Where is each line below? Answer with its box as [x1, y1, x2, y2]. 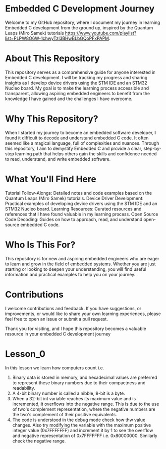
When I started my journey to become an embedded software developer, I [5, 129, 156, 135]
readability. [12, 385, 36, 391]
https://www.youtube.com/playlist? [65, 30, 137, 36]
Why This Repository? [5, 113, 98, 124]
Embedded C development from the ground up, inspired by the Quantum [5, 24, 153, 30]
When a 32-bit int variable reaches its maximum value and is [12, 395, 136, 401]
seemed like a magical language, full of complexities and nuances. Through [5, 140, 160, 146]
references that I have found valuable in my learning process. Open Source [5, 211, 159, 217]
